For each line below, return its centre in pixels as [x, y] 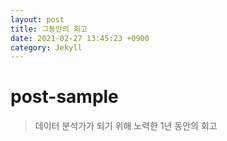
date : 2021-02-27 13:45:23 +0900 [80, 38]
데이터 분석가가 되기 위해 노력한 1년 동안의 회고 [126, 126]
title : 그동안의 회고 [49, 29]
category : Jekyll [46, 47]
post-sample [64, 97]
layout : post [37, 19]
